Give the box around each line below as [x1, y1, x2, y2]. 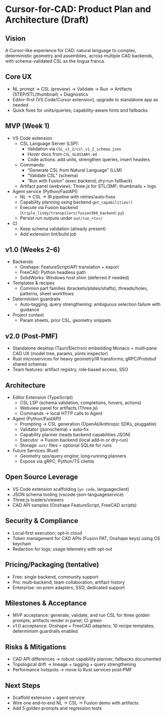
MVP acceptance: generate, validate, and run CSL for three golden [12, 612, 150, 618]
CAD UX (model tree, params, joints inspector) [12, 350, 108, 356]
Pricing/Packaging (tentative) [5, 561, 99, 569]
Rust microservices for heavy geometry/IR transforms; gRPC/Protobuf [12, 356, 156, 362]
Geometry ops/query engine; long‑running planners [19, 453, 126, 459]
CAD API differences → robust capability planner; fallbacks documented [12, 656, 161, 662]
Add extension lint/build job [19, 231, 76, 237]
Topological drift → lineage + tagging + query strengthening [12, 661, 136, 667]
